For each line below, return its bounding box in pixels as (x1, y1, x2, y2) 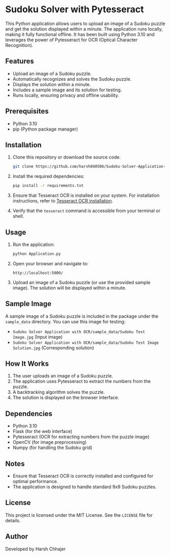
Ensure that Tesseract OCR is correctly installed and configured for (12, 473, 154, 479)
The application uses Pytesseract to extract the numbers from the (12, 378, 151, 385)
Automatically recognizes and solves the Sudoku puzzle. (12, 75, 132, 82)
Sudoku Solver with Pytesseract (5, 4, 144, 15)
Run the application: (12, 241, 55, 247)
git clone (12, 164, 34, 169)
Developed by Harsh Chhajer (5, 546, 66, 552)
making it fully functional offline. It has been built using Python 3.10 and (5, 31, 155, 37)
